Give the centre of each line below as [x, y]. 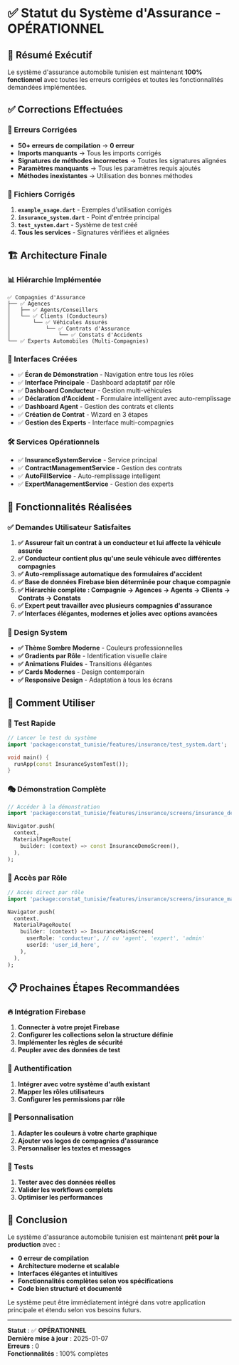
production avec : [34, 1244]
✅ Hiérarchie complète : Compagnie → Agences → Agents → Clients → [124, 590]
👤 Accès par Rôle [37, 878]
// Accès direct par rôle [46, 892]
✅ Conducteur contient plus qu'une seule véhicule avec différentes [119, 558]
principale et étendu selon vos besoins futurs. [74, 1309]
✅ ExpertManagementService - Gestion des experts [96, 484]
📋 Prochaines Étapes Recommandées [94, 988]
